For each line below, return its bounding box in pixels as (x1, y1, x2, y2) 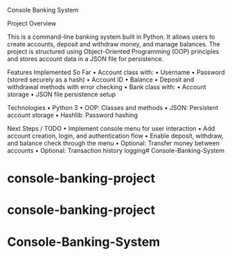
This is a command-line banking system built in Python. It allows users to (7, 33, 215, 41)
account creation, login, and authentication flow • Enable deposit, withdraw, (7, 131, 224, 140)
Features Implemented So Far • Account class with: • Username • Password (7, 68, 225, 76)
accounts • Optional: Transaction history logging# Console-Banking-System (7, 147, 225, 154)
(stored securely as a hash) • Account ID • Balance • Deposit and (7, 75, 195, 84)
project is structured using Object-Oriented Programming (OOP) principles (7, 48, 220, 55)
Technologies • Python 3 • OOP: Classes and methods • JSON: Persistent (7, 104, 219, 111)
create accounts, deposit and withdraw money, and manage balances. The (7, 40, 220, 48)
